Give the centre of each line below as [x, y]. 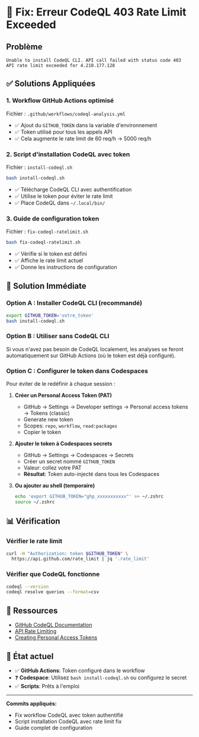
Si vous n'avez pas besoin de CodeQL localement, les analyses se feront [95, 349]
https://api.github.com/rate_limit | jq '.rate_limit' [81, 559]
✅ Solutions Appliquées [51, 84]
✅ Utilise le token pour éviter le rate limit [64, 196]
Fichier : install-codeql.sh [39, 167]
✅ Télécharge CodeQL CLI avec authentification [73, 189]
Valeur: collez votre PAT [52, 468]
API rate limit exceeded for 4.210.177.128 [61, 65]
